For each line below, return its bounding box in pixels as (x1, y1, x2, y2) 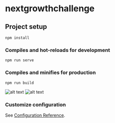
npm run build (5, 80, 34, 85)
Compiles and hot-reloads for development (5, 47, 111, 53)
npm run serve (5, 58, 34, 63)
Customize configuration (5, 101, 66, 108)
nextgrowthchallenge (5, 3, 95, 14)
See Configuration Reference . (5, 112, 65, 118)
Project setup (5, 23, 48, 31)
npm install (5, 35, 29, 40)
